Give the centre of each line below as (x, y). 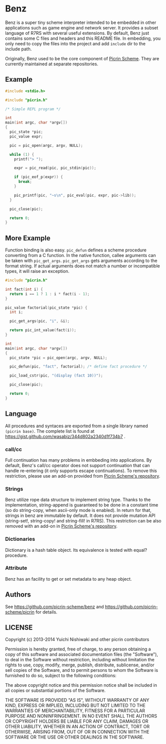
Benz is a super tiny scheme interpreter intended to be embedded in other (81, 22)
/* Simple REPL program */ (33, 109)
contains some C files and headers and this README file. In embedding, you (83, 38)
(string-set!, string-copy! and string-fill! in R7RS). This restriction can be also (83, 521)
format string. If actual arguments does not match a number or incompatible (83, 266)
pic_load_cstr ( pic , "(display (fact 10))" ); (56, 376)
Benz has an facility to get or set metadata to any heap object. (69, 579)
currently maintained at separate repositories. (52, 64)
